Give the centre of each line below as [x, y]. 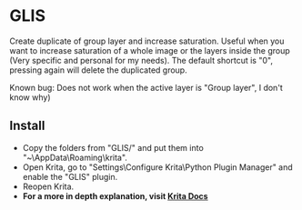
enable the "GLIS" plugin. [70, 176]
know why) [30, 97]
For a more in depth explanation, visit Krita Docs [115, 195]
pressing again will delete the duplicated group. [99, 70]
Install [27, 126]
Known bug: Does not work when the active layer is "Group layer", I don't [146, 87]
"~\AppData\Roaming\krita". [75, 157]
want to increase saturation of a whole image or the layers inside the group [150, 50]
